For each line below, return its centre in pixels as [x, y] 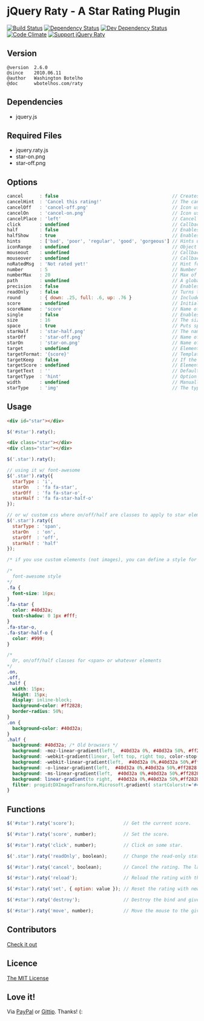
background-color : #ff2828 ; [48, 706]
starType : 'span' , [37, 526]
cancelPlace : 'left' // [92, 219]
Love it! [21, 997]
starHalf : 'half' [36, 543]
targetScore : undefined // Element [103, 365]
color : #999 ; [29, 638]
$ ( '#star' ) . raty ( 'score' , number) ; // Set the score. [88, 834]
